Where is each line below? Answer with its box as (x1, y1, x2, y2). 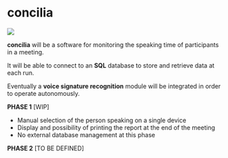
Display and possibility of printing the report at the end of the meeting (17, 123, 216, 132)
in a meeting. (7, 48, 44, 56)
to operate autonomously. (7, 89, 81, 97)
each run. (7, 68, 34, 77)
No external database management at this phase (17, 130, 156, 139)
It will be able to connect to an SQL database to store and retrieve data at (7, 61, 215, 70)
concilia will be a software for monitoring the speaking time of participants (7, 40, 219, 49)
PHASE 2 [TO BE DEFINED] (7, 144, 85, 152)
